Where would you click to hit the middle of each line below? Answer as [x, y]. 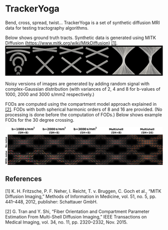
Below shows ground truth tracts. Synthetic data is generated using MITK [81, 38]
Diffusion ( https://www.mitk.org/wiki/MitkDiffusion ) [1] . [61, 43]
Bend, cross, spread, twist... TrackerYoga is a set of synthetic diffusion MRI [82, 23]
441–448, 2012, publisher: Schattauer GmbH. [51, 201]
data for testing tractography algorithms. [47, 28]
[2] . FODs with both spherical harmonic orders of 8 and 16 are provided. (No [84, 109]
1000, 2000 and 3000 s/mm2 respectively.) [50, 94]
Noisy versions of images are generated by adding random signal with [77, 84]
